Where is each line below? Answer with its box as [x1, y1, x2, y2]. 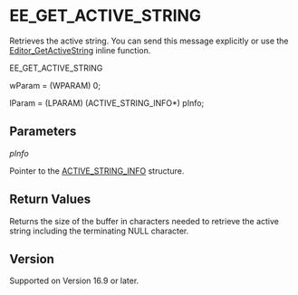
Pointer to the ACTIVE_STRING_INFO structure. [9, 165, 185, 176]
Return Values [9, 192, 91, 207]
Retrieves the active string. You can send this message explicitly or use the [9, 35, 289, 46]
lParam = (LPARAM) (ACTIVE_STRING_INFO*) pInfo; [9, 97, 205, 109]
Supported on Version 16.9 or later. [9, 275, 139, 286]
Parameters [9, 124, 77, 139]
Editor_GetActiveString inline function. [9, 44, 151, 55]
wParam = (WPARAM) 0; [9, 80, 101, 90]
